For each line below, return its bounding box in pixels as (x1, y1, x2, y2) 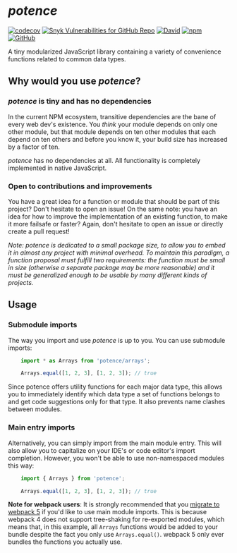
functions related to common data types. (8, 54, 126, 63)
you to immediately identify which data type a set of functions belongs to (8, 390, 221, 399)
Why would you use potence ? (8, 75, 141, 87)
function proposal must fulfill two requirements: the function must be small (8, 255, 225, 264)
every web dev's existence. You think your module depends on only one (8, 120, 218, 128)
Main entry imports (8, 423, 75, 432)
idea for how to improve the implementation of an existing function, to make (8, 212, 229, 221)
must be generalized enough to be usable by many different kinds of (8, 271, 207, 279)
